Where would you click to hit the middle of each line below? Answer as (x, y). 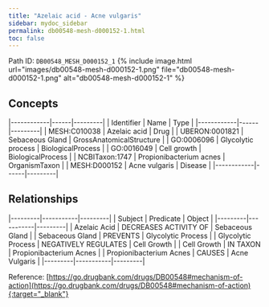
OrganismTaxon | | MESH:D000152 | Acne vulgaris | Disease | (110, 166)
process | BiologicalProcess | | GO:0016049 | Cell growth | (105, 149)
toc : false (26, 38)
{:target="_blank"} (39, 293)
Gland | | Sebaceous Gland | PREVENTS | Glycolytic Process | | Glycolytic (130, 235)
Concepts (33, 103)
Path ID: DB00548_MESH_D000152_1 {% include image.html (100, 61)
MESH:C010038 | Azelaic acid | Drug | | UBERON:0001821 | (146, 131)
